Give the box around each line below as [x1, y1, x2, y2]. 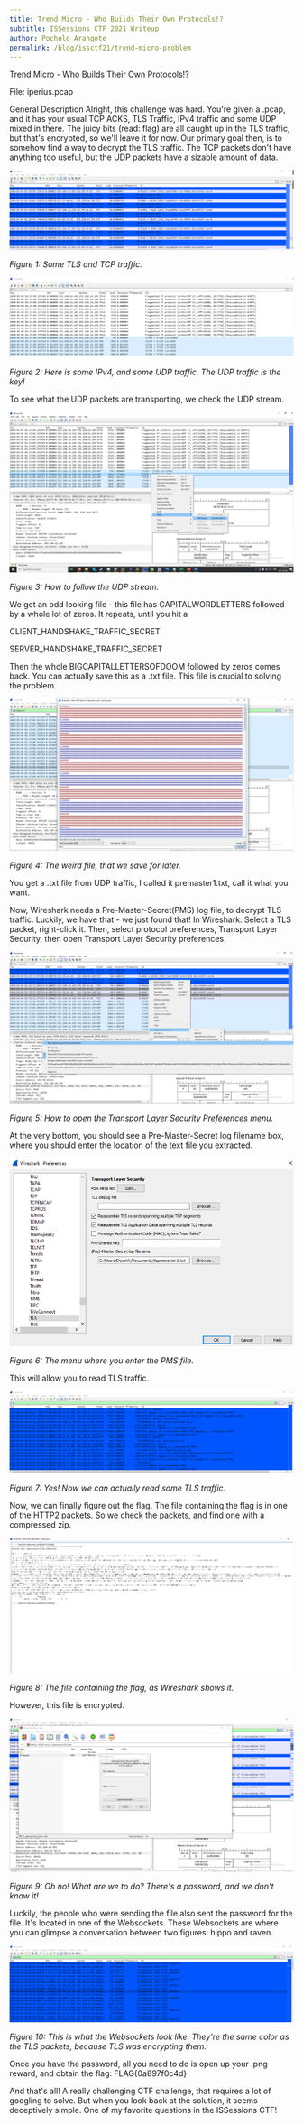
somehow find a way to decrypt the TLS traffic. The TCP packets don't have [9, 143, 292, 153]
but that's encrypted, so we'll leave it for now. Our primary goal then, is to [9, 133, 282, 143]
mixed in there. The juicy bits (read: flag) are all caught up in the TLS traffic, [9, 123, 290, 134]
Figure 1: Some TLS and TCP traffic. [9, 258, 142, 270]
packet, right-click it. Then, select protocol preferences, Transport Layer [9, 923, 278, 934]
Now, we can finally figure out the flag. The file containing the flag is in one [9, 1501, 289, 1511]
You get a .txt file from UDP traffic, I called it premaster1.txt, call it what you [9, 877, 289, 888]
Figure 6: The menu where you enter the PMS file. [9, 1355, 194, 1366]
